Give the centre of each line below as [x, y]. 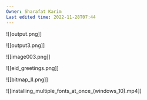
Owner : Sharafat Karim [34, 11]
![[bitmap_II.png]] [27, 79]
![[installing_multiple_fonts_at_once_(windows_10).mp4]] [74, 91]
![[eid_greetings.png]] [32, 68]
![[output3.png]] [26, 45]
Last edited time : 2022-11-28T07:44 [51, 17]
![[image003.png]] [29, 56]
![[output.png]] [24, 34]
